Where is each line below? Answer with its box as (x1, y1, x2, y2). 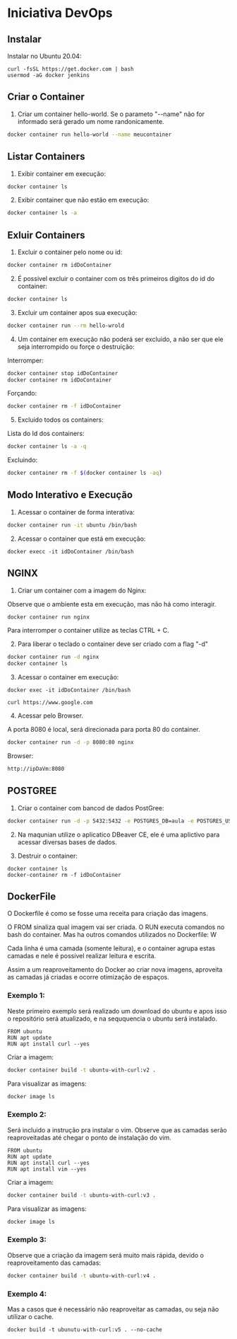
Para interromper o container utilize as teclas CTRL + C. (7, 626, 169, 635)
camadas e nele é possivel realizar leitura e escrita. (7, 952, 157, 960)
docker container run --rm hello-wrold (7, 322, 125, 329)
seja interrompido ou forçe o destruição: (17, 342, 135, 351)
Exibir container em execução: (17, 169, 107, 178)
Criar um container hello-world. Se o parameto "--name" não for (17, 110, 205, 118)
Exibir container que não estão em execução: (17, 196, 150, 205)
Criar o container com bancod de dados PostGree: (17, 803, 164, 812)
